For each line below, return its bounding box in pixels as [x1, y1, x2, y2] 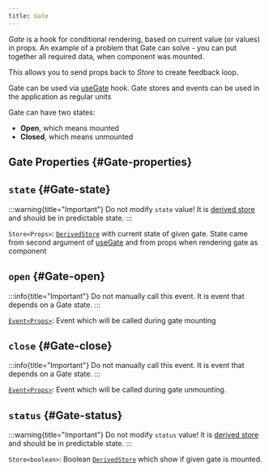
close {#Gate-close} [8, 339, 113, 353]
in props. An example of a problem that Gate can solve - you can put [8, 42, 237, 53]
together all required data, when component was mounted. [8, 51, 205, 61]
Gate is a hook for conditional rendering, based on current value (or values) [8, 34, 261, 44]
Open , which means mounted [19, 123, 120, 132]
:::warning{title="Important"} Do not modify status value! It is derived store [8, 430, 259, 440]
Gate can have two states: [8, 107, 96, 117]
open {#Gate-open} [8, 270, 105, 284]
